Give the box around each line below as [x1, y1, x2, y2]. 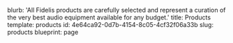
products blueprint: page [7, 28, 79, 36]
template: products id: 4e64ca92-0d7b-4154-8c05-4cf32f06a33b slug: [7, 21, 214, 28]
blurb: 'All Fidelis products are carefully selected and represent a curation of [7, 6, 226, 14]
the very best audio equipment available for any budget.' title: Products [7, 13, 211, 21]
